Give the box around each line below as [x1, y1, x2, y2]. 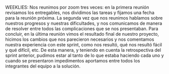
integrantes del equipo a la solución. [5, 63, 81, 69]
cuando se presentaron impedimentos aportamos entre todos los [5, 58, 140, 63]
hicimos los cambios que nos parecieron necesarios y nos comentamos [5, 36, 154, 42]
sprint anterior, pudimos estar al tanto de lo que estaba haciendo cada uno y [5, 52, 164, 58]
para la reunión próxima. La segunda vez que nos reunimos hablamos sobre [5, 15, 163, 21]
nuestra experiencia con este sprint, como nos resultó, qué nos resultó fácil [5, 42, 162, 47]
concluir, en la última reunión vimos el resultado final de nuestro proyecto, [5, 31, 159, 37]
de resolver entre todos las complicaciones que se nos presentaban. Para [5, 26, 158, 32]
